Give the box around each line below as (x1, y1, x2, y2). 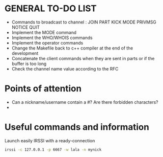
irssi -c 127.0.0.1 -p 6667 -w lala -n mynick (4, 147, 102, 152)
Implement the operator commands (11, 40, 83, 45)
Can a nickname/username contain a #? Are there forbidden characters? (11, 99, 158, 105)
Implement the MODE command (11, 29, 77, 35)
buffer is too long (11, 61, 47, 67)
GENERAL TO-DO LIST (4, 3, 97, 14)
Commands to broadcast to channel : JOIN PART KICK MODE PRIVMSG (11, 19, 157, 25)
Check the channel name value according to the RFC (11, 66, 119, 71)
